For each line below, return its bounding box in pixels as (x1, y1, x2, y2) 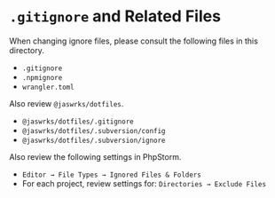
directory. (9, 44, 44, 55)
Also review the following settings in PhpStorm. (9, 151, 182, 162)
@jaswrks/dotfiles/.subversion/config (21, 126, 166, 135)
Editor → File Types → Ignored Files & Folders (21, 170, 201, 179)
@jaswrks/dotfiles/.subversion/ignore (21, 136, 166, 145)
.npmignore (21, 73, 63, 82)
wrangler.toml (21, 83, 75, 91)
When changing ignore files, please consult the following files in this (9, 36, 259, 46)
